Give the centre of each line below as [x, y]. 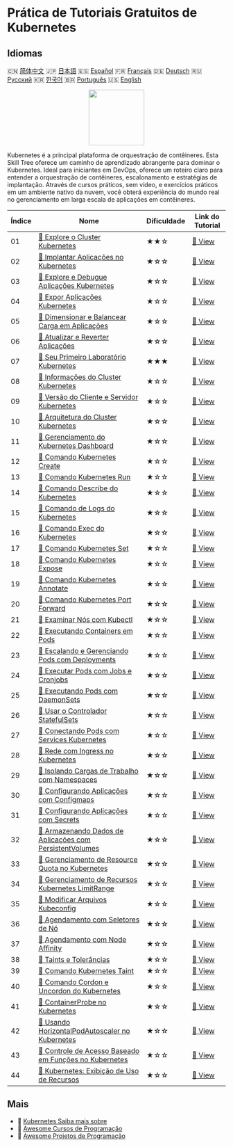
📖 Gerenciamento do [71, 437]
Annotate [53, 588]
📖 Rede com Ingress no [76, 751]
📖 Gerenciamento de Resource [88, 859]
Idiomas [25, 53]
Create [49, 466]
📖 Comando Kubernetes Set [83, 548]
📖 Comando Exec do [71, 528]
